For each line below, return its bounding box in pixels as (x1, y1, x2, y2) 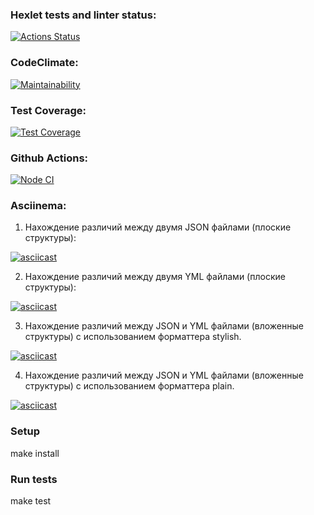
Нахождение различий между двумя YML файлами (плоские (24, 271, 286, 283)
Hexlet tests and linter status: (10, 8, 157, 22)
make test (10, 495, 52, 507)
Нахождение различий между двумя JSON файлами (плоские (24, 221, 292, 233)
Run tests (10, 472, 58, 486)
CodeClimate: (10, 56, 79, 70)
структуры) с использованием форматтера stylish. (24, 331, 242, 343)
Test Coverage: (10, 103, 87, 117)
